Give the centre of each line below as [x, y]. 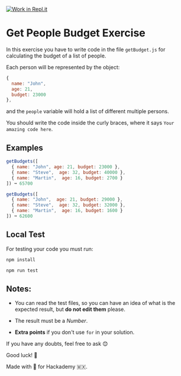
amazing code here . [30, 129]
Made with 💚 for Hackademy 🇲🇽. [47, 367]
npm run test [22, 270]
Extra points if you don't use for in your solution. [75, 332]
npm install [21, 260]
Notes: [19, 289]
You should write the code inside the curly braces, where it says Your [90, 123]
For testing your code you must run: [50, 249]
